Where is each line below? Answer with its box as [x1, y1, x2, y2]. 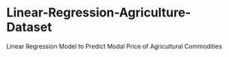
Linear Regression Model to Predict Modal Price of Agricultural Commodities [6, 42, 222, 50]
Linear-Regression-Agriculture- [6, 5, 191, 21]
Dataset [6, 19, 52, 35]
